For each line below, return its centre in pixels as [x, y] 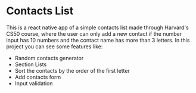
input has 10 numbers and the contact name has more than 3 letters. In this [98, 40]
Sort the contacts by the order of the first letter [72, 70]
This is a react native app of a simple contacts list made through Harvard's [97, 27]
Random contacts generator [49, 58]
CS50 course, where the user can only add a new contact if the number [94, 33]
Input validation [34, 83]
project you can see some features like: [55, 46]
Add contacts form [38, 77]
